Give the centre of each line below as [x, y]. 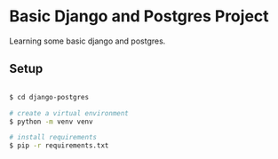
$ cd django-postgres [49, 97]
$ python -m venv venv [51, 122]
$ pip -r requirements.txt [59, 146]
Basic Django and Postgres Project [139, 16]
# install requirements [53, 138]
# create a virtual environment [69, 113]
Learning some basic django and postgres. [87, 41]
